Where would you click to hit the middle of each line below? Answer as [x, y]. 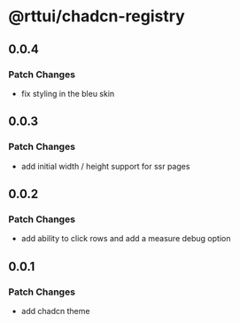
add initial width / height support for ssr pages [105, 166]
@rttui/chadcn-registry [97, 16]
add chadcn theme [55, 311]
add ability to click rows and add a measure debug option [126, 239]
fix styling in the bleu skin [68, 93]
